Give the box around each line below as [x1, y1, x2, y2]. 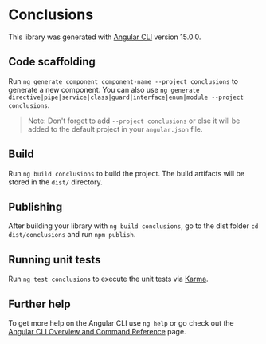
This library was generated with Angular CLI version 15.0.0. [8, 32, 201, 42]
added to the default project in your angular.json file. [27, 124, 203, 133]
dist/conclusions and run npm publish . [8, 230, 136, 239]
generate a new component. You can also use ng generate [8, 85, 200, 94]
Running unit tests [8, 253, 101, 267]
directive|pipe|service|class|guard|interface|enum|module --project [8, 93, 244, 101]
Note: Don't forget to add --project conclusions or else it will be [27, 116, 241, 125]
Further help [8, 297, 72, 310]
